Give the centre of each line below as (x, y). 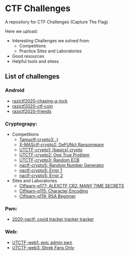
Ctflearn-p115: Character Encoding (53, 191)
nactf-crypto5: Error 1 (41, 170)
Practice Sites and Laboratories (50, 51)
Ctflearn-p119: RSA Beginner (47, 196)
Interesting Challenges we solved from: (51, 40)
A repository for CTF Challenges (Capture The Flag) (57, 22)
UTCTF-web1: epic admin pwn (42, 242)
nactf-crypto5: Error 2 (41, 175)
